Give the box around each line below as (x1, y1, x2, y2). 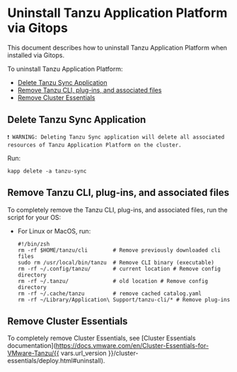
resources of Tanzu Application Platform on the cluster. (7, 141, 182, 149)
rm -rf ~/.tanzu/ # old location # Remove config (17, 277, 209, 284)
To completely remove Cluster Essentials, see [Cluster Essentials (7, 334, 196, 342)
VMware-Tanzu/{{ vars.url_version (7, 349, 108, 358)
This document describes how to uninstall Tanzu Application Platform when (7, 43, 228, 52)
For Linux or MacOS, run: (17, 226, 91, 235)
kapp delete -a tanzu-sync (7, 168, 87, 175)
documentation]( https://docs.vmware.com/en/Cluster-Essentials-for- (7, 342, 209, 350)
